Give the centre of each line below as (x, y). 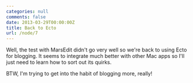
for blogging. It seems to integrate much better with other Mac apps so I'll (95, 56)
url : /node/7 (22, 33)
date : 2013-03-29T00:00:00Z (41, 22)
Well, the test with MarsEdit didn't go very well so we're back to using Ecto (96, 50)
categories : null (27, 11)
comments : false (26, 17)
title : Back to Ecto (31, 28)
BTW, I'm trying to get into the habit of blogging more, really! (79, 74)
